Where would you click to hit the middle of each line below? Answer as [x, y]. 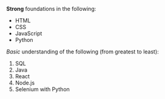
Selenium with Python [42, 89]
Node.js [25, 83]
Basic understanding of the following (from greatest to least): [82, 52]
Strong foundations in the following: [51, 9]
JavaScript [29, 33]
